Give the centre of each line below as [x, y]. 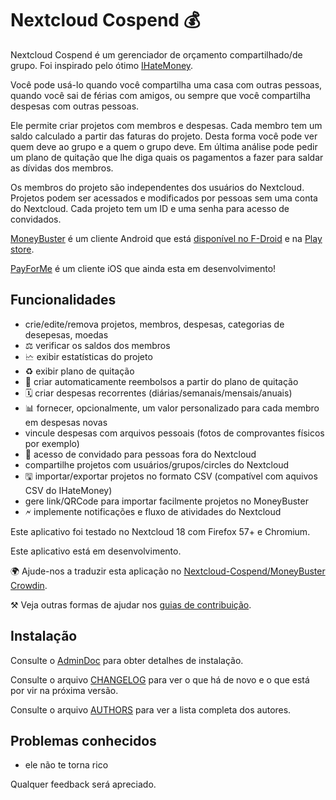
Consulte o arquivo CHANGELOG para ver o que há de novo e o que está [160, 679]
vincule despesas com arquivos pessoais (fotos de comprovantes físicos [174, 433]
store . [22, 249]
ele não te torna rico [66, 765]
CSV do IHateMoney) [68, 490]
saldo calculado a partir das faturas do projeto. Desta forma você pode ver [164, 136]
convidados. [36, 219]
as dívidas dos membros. [62, 168]
